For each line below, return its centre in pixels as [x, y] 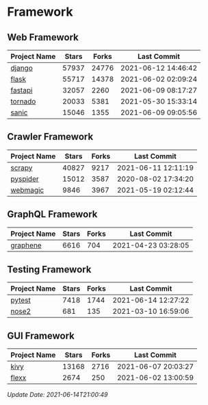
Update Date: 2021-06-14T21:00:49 [57, 395]
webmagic [27, 190]
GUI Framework [41, 335]
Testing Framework [49, 270]
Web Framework [43, 37]
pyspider [25, 179]
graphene [26, 245]
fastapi [22, 90]
